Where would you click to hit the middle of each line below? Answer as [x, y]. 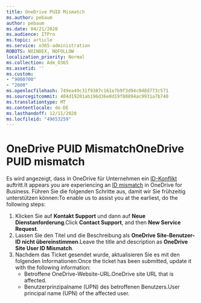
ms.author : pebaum [29, 18]
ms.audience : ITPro [31, 35]
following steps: [26, 204]
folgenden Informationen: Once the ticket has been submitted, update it [103, 261]
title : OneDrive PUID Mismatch [46, 12]
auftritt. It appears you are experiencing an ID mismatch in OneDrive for [94, 185]
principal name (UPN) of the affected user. [77, 293]
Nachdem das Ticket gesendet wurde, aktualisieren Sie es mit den [97, 255]
